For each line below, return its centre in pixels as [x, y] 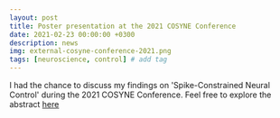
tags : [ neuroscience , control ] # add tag [89, 59]
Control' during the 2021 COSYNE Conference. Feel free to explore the [140, 95]
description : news [44, 43]
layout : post [34, 18]
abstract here [34, 104]
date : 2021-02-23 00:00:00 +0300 [72, 34]
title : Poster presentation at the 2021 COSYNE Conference [123, 26]
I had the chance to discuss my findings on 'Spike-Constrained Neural [140, 85]
